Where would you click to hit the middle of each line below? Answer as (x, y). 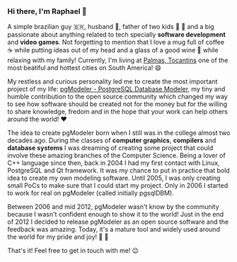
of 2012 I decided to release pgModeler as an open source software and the (118, 222)
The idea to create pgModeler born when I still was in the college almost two (119, 133)
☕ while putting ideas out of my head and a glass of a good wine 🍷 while (113, 50)
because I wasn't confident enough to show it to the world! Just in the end (116, 215)
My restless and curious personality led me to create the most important (112, 81)
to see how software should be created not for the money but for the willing (117, 104)
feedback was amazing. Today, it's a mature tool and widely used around (114, 229)
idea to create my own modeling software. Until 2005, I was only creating (114, 178)
